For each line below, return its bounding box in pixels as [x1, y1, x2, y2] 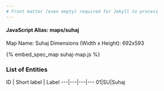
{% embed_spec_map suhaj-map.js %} [6, 51, 101, 58]
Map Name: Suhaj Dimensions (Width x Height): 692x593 [6, 39, 145, 47]
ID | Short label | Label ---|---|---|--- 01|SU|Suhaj [6, 79, 126, 86]
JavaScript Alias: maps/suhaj [6, 27, 79, 34]
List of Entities [6, 65, 48, 73]
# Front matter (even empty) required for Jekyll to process [6, 8, 159, 15]
